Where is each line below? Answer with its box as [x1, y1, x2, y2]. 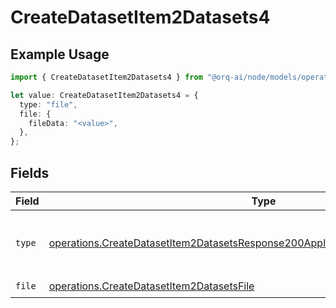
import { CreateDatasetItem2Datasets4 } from [10, 72, 203, 82]
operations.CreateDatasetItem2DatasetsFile [48, 279, 255, 293]
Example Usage [10, 46, 110, 63]
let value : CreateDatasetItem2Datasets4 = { [10, 90, 199, 100]
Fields [10, 164, 50, 181]
